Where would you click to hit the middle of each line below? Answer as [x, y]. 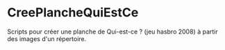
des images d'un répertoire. [47, 38]
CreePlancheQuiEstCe [73, 13]
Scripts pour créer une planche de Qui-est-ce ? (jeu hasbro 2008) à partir [112, 32]
